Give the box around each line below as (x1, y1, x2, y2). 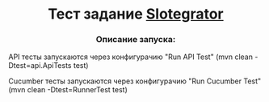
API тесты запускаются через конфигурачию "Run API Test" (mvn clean (8, 52, 253, 62)
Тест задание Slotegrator (48, 5, 224, 23)
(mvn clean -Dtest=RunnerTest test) (8, 85, 128, 95)
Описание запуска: (95, 34, 176, 45)
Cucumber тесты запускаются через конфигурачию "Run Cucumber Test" (8, 76, 262, 86)
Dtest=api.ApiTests (8, 61, 72, 70)
